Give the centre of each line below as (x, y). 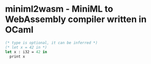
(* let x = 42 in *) (26, 47)
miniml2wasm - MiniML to (59, 9)
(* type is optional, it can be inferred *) (51, 43)
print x (17, 56)
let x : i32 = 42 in (26, 52)
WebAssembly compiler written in (76, 19)
